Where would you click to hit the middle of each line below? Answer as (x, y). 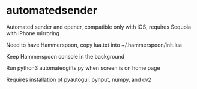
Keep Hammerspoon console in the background (65, 56)
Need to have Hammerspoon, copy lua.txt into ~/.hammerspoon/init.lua (94, 45)
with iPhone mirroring (33, 33)
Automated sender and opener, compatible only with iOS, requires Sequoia (98, 27)
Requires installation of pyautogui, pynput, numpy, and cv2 (79, 79)
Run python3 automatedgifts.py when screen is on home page (83, 68)
